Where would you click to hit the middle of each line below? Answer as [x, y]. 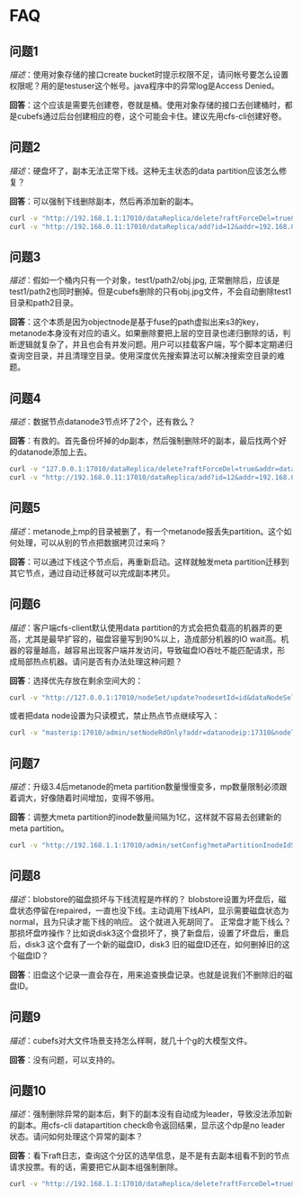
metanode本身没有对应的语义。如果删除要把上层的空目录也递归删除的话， [146, 334]
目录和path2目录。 [44, 303]
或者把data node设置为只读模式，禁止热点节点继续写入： [115, 716]
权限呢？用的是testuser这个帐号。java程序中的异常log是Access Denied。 [144, 86]
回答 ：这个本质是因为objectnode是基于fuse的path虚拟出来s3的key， [137, 322]
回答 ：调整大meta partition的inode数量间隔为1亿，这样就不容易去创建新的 [146, 818]
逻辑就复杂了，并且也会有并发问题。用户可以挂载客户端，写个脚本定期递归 [155, 344]
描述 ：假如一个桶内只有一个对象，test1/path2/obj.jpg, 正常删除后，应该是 [145, 280]
